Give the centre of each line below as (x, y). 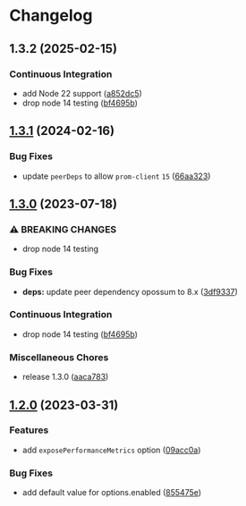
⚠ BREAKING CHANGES (63, 229)
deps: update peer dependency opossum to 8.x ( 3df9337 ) (130, 291)
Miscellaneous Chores (59, 357)
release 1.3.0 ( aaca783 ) (65, 377)
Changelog (51, 16)
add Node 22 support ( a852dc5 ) (82, 93)
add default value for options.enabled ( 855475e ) (112, 493)
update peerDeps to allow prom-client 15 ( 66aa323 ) (116, 176)
